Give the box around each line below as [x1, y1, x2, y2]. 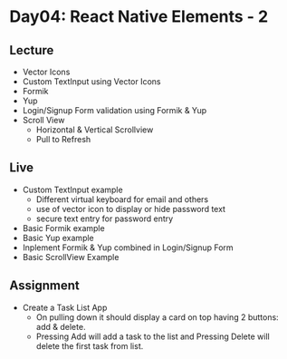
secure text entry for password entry [35, 213, 174, 224]
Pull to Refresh [35, 134, 91, 144]
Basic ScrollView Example [22, 251, 120, 262]
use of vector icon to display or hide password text [35, 203, 226, 214]
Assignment [9, 278, 80, 294]
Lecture [9, 43, 54, 58]
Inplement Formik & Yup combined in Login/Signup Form [22, 242, 234, 253]
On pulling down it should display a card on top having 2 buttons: [35, 311, 279, 323]
